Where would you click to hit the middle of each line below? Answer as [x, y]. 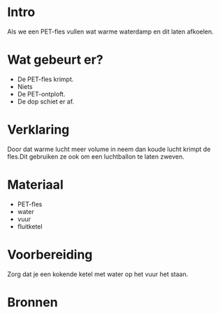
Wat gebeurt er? [55, 60]
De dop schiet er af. [46, 101]
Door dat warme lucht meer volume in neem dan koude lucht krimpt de [109, 149]
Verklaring [38, 130]
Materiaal [36, 185]
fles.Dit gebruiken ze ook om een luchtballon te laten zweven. [96, 156]
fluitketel [30, 226]
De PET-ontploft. [41, 94]
